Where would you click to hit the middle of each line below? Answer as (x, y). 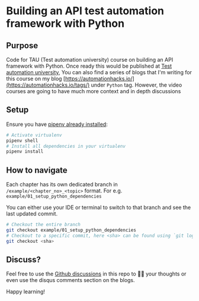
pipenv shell (22, 141)
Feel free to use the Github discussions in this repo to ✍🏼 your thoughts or (96, 274)
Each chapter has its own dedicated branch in (62, 185)
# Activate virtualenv (34, 135)
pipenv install (25, 152)
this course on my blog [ (36, 79)
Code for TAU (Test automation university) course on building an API (90, 60)
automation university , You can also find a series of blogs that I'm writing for (99, 72)
